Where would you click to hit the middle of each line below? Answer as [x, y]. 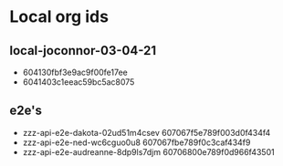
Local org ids [59, 17]
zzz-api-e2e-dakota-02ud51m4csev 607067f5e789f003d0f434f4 [147, 132]
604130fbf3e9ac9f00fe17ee [75, 72]
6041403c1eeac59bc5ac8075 [79, 82]
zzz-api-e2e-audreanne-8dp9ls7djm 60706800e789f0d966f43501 [149, 151]
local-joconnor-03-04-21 [83, 51]
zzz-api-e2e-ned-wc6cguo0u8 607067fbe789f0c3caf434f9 [136, 142]
